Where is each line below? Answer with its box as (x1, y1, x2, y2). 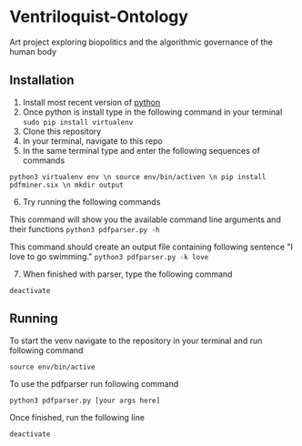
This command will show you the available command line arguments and (9, 214, 282, 225)
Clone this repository (22, 126, 102, 137)
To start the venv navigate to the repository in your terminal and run (9, 335, 263, 346)
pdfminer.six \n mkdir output (9, 180, 125, 189)
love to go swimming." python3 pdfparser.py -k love (9, 250, 209, 261)
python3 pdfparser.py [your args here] (9, 396, 161, 405)
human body (9, 46, 57, 56)
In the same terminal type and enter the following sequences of (22, 145, 261, 156)
